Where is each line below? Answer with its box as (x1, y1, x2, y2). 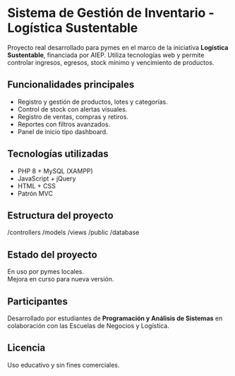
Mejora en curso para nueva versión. (7, 275, 114, 284)
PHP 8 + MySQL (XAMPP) (17, 166, 93, 175)
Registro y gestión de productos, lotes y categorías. (17, 97, 168, 106)
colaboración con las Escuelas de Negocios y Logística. (7, 322, 169, 329)
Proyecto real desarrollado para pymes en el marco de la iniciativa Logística (7, 43, 229, 51)
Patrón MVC (17, 189, 53, 198)
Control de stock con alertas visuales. (17, 104, 128, 114)
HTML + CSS (17, 181, 56, 190)
